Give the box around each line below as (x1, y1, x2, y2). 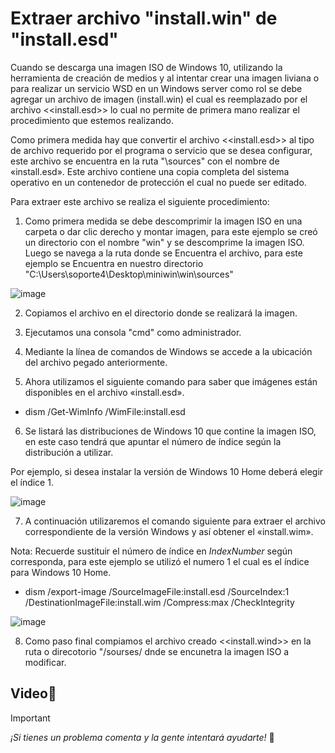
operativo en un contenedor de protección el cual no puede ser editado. (10, 176, 307, 188)
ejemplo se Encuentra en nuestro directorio (24, 257, 204, 269)
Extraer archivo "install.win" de (10, 7, 278, 30)
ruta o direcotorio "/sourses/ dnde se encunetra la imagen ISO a (24, 645, 290, 657)
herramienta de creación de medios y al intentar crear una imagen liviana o (10, 72, 320, 84)
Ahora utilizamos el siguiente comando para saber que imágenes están (24, 375, 318, 387)
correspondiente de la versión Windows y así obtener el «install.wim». (24, 525, 314, 537)
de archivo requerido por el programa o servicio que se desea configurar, (10, 144, 313, 156)
